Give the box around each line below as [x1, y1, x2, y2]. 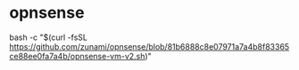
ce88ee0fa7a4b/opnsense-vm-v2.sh [9, 51, 145, 61]
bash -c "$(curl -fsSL [9, 32, 87, 43]
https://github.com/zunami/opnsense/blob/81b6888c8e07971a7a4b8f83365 [9, 41, 290, 51]
